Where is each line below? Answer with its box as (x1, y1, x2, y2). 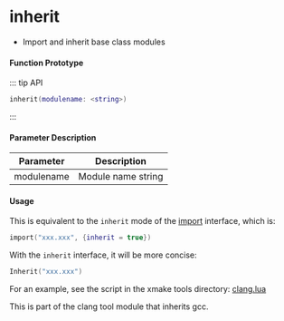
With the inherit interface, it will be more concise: (9, 249, 197, 260)
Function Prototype (9, 57, 84, 68)
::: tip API (9, 77, 43, 88)
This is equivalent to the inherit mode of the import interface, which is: (9, 216, 276, 227)
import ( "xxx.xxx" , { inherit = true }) (9, 233, 152, 242)
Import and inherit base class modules (22, 36, 166, 47)
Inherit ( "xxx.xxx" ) (9, 267, 83, 277)
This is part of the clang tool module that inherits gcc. (9, 301, 209, 312)
